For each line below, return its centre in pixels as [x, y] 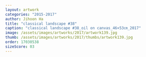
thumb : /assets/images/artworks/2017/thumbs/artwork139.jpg [69, 38]
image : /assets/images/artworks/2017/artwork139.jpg [61, 33]
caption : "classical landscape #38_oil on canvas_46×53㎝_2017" [73, 28]
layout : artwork [22, 10]
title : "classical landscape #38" [41, 24]
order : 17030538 [22, 42]
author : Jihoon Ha [24, 19]
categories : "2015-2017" [31, 14]
